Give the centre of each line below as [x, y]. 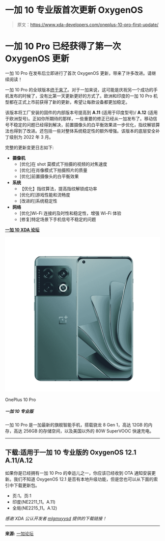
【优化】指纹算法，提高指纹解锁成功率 [58, 188]
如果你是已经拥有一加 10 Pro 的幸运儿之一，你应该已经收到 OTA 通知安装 [78, 473]
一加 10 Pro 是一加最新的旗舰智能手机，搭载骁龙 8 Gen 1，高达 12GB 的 [77, 425]
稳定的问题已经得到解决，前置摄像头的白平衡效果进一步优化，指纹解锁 [84, 125]
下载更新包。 [27, 485]
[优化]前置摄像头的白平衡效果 [49, 176]
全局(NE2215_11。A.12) [35, 508]
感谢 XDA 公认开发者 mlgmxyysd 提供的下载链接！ [56, 518]
